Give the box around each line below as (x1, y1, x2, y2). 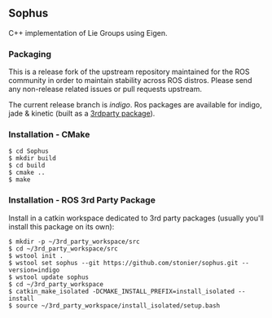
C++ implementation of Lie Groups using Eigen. (8, 28, 168, 37)
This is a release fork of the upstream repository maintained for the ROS (8, 67, 250, 76)
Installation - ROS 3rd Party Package (8, 194, 156, 206)
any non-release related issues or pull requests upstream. (8, 85, 202, 94)
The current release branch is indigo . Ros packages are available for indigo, (8, 100, 262, 110)
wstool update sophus (15, 272, 90, 281)
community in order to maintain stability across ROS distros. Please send (8, 76, 252, 85)
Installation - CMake (8, 129, 90, 141)
